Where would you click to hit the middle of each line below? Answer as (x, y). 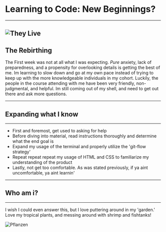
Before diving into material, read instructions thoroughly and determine (84, 136)
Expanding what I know (42, 114)
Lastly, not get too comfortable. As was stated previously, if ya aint (80, 168)
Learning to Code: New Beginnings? (80, 9)
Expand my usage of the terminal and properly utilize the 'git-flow (79, 146)
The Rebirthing (29, 50)
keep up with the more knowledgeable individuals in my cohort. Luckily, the (82, 78)
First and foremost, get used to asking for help (60, 130)
